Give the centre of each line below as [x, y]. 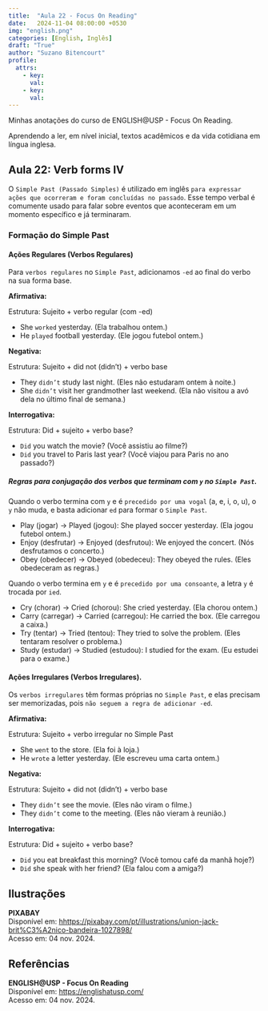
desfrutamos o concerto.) [62, 551]
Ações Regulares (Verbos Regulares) [71, 254]
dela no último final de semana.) [73, 399]
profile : [23, 61]
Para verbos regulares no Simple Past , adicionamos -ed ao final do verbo [130, 272]
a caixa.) [34, 625]
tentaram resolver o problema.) [71, 642]
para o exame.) [45, 659]
